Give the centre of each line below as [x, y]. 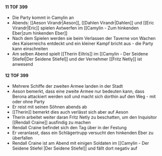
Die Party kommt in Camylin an [43, 18]
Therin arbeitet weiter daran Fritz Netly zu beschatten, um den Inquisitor [84, 117]
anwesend [22, 64]
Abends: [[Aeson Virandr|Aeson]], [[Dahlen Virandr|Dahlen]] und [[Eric [83, 23]
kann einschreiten [30, 49]
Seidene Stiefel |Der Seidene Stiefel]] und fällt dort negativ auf [75, 148]
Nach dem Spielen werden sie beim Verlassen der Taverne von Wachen [84, 39]
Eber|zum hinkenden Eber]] [40, 33]
